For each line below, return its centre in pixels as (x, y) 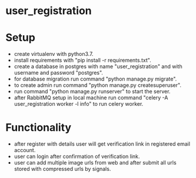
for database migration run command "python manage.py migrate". (95, 79)
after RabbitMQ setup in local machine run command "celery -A (91, 98)
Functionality (39, 128)
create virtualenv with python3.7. (54, 54)
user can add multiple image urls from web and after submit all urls (95, 163)
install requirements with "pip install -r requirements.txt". (82, 61)
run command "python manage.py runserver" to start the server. (92, 92)
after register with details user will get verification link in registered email (102, 144)
